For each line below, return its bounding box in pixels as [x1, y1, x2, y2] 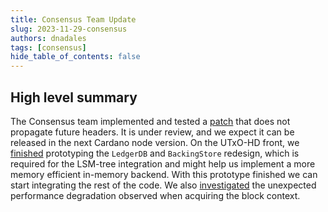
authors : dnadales [10, 33, 87, 43]
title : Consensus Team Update [10, 14, 137, 25]
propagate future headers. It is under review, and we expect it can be [10, 126, 295, 138]
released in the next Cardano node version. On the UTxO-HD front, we [10, 136, 300, 148]
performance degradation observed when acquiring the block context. [10, 189, 301, 201]
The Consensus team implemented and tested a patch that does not [10, 115, 291, 127]
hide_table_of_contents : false [10, 52, 141, 62]
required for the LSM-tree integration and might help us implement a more [10, 157, 316, 170]
